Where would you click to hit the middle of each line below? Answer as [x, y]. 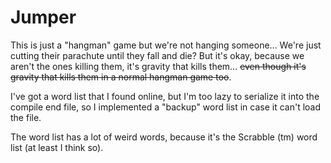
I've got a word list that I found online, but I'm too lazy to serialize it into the [165, 96]
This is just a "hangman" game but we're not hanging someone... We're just [166, 45]
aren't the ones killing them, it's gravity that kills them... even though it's [158, 66]
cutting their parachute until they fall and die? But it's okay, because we [157, 55]
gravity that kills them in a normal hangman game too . [121, 77]
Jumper [43, 17]
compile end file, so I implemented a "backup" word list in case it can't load [166, 107]
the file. [26, 117]
